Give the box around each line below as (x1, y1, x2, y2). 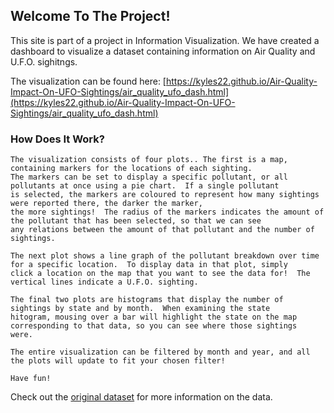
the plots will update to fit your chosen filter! (10, 356, 226, 366)
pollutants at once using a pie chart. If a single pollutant (10, 181, 280, 191)
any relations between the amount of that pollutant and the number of (10, 225, 315, 235)
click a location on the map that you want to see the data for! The (10, 269, 311, 279)
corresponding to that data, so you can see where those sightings (10, 321, 298, 331)
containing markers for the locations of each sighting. (10, 164, 253, 174)
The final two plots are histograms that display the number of (10, 295, 284, 305)
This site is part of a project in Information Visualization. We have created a (10, 34, 320, 46)
